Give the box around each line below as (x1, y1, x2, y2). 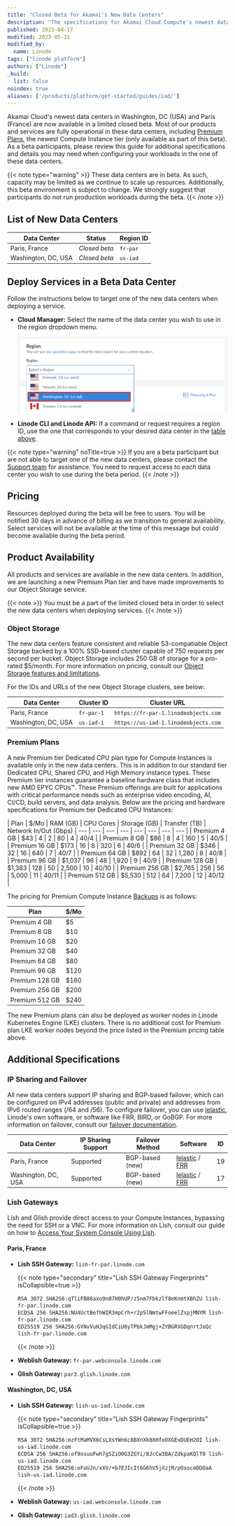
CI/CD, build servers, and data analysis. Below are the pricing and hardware (7, 798, 225, 806)
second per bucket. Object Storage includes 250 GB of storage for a (7, 654, 204, 663)
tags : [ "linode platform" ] (7, 56, 86, 63)
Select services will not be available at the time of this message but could (7, 523, 219, 532)
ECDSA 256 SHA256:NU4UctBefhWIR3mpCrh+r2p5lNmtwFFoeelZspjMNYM (17, 1309, 206, 1316)
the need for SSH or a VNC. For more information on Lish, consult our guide (7, 1221, 225, 1229)
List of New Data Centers (7, 213, 118, 225)
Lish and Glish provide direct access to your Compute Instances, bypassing (7, 1213, 225, 1222)
